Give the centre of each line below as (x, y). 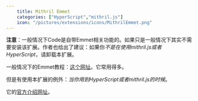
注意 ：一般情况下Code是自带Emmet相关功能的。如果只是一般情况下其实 (94, 40)
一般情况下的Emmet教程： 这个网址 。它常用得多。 (67, 67)
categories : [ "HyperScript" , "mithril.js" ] (70, 17)
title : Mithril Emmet (43, 11)
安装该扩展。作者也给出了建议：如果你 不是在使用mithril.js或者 (86, 47)
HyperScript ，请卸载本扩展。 (42, 55)
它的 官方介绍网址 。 (30, 92)
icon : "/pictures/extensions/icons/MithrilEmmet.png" (84, 22)
